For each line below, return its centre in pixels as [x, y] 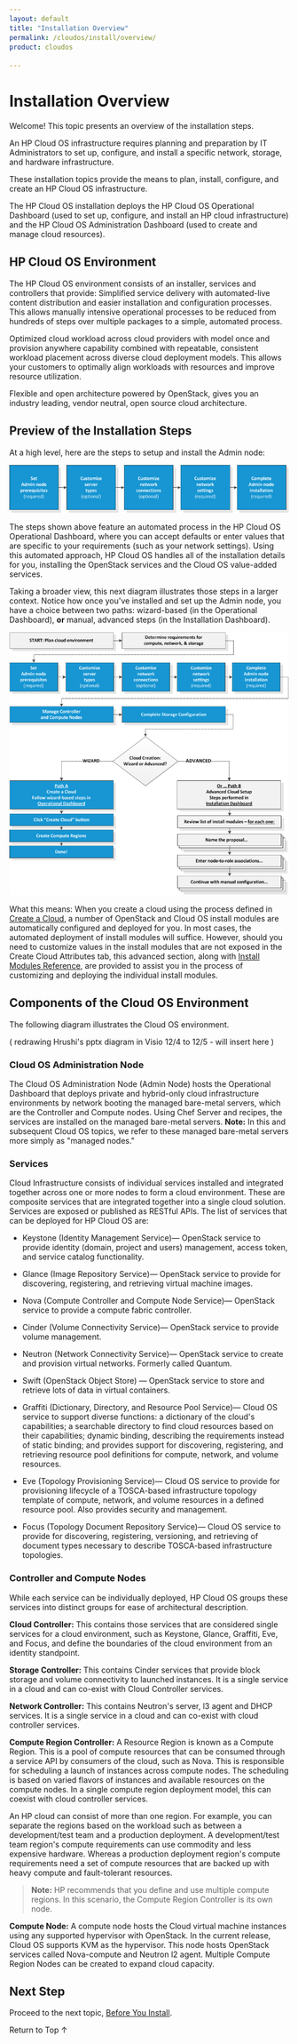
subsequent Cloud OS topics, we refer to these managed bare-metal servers [149, 1131]
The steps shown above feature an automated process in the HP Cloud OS [145, 527]
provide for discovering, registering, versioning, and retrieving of [140, 1537]
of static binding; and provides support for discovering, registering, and [153, 1445]
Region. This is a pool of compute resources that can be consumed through [147, 1752]
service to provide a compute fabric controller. [107, 1310]
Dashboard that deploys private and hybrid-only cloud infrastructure [134, 1094]
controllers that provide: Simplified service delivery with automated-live [140, 292]
